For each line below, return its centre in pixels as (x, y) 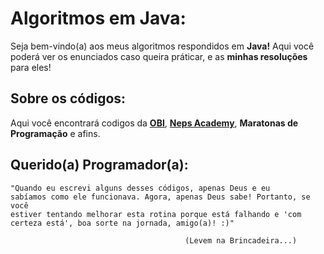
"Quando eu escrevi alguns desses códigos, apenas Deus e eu (140, 188)
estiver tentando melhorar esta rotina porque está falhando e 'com (156, 214)
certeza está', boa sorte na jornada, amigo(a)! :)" (122, 223)
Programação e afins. (55, 133)
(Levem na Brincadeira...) (241, 240)
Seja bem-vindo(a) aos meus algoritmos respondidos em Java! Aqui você (162, 46)
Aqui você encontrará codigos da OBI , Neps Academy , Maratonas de (154, 123)
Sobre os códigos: (68, 98)
